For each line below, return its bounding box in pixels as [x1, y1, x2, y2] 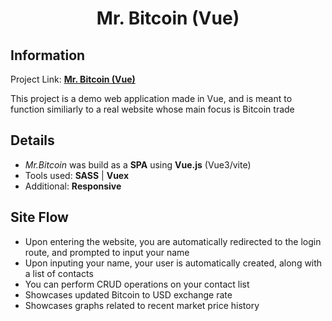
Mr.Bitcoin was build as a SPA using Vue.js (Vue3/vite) [24, 158, 252, 171]
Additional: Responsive [24, 180, 122, 192]
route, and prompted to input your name [24, 246, 190, 258]
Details [10, 132, 55, 149]
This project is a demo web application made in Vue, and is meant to [10, 93, 293, 104]
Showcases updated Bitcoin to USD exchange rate [24, 288, 233, 301]
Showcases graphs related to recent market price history [24, 299, 260, 311]
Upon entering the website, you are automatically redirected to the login [24, 235, 322, 247]
